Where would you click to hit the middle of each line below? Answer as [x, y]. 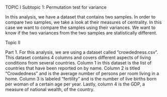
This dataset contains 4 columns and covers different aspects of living [78, 57]
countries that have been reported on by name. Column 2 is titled [73, 68]
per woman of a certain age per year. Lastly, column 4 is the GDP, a [75, 84]
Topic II [13, 42]
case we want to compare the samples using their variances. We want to [80, 27]
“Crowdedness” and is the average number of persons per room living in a [82, 73]
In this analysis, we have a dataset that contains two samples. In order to [80, 17]
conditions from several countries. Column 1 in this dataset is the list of [78, 63]
